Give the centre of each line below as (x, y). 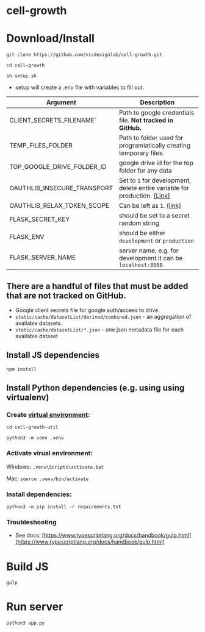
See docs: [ (30, 535)
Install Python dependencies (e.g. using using (95, 388)
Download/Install (50, 39)
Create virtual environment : (48, 415)
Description (157, 102)
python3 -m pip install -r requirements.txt (64, 507)
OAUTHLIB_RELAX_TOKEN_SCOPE (59, 206)
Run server (35, 607)
